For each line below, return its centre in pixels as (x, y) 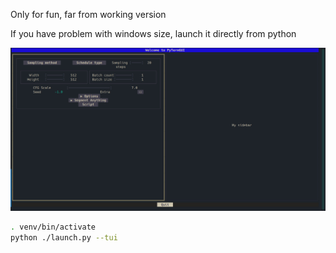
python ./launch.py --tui (64, 238)
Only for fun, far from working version (88, 14)
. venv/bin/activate (53, 227)
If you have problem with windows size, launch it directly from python (153, 33)
